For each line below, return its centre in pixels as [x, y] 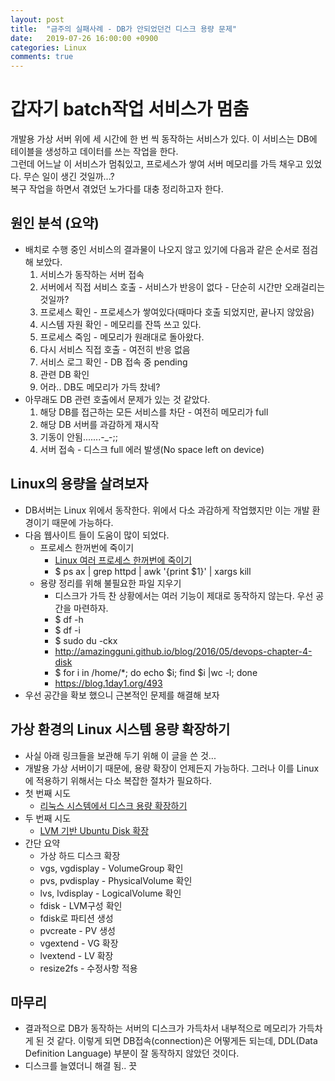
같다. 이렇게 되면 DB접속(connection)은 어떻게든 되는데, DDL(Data [187, 1041]
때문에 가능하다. [82, 522]
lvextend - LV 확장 [76, 955]
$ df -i [67, 630]
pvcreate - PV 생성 [77, 930]
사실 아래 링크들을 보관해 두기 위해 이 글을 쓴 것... [120, 755]
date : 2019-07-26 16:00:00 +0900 [84, 38]
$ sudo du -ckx [86, 640]
